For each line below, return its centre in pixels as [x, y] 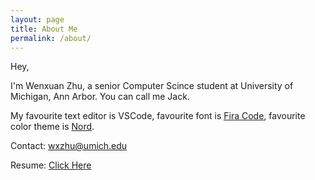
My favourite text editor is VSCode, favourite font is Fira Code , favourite [158, 116]
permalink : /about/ [51, 38]
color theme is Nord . [52, 127]
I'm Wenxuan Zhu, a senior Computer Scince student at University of [152, 86]
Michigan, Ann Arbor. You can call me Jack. [100, 97]
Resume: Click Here [51, 165]
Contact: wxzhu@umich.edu [69, 146]
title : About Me [44, 29]
